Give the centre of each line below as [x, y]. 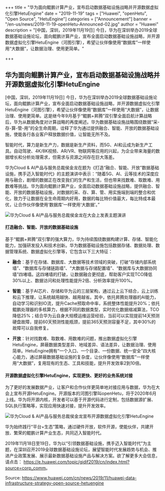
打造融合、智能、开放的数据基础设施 [42, 227]
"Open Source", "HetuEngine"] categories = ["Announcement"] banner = [79, 19]
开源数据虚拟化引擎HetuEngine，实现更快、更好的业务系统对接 [69, 375]
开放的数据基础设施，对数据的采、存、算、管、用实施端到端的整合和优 [84, 192]
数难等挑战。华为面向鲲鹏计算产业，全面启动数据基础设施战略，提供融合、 [80, 186]
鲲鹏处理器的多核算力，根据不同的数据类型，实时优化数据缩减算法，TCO [86, 309]
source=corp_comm [26, 468]
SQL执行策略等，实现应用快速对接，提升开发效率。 [57, 406]
